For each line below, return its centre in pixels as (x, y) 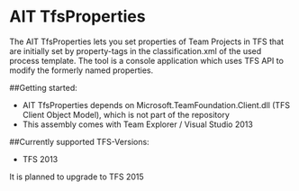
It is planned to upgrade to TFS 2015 (77, 177)
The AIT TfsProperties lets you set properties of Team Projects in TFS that (147, 41)
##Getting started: (44, 87)
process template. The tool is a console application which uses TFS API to (146, 60)
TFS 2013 (40, 159)
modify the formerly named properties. (82, 70)
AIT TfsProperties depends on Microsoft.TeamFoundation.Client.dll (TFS (156, 105)
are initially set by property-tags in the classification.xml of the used (136, 50)
